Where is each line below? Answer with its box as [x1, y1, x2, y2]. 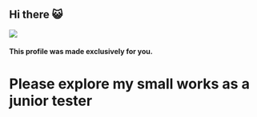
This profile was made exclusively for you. [9, 47, 153, 57]
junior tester [9, 92, 93, 110]
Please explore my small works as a [9, 75, 251, 92]
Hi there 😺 [9, 8, 63, 21]
